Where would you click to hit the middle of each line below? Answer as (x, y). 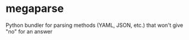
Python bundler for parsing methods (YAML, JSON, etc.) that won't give (94, 25)
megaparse (35, 9)
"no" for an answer (29, 31)
